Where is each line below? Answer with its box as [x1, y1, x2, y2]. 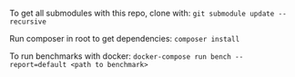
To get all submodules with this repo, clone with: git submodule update [9, 8, 275, 18]
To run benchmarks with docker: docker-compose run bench [9, 51, 232, 62]
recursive [9, 17, 47, 26]
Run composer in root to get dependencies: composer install [9, 34, 240, 43]
